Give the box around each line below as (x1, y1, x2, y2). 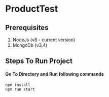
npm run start (5, 87, 35, 92)
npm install (5, 82, 30, 87)
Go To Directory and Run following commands (5, 71, 104, 77)
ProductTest (5, 3, 58, 15)
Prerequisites (5, 23, 49, 32)
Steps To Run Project (5, 57, 72, 66)
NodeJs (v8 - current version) (12, 37, 76, 43)
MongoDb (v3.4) (12, 42, 48, 48)
